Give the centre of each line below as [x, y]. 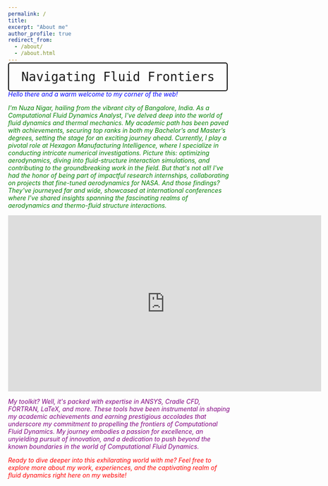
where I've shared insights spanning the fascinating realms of [98, 198]
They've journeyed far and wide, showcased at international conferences [115, 190]
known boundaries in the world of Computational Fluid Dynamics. [104, 446]
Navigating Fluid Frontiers [118, 77]
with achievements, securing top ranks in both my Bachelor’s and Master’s [117, 130]
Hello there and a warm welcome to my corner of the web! [93, 94]
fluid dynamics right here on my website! [67, 475]
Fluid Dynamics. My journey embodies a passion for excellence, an [106, 431]
